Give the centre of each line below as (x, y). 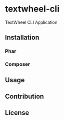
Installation (22, 37)
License (17, 113)
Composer (18, 64)
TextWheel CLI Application (31, 22)
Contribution (25, 96)
